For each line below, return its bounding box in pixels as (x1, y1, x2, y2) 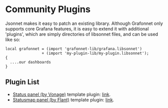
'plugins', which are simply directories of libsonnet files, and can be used (5, 31, 158, 37)
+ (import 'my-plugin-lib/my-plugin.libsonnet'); (41, 51, 149, 56)
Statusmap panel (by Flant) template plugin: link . (12, 96, 115, 102)
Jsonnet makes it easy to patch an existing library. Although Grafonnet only (5, 20, 163, 26)
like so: (5, 37, 20, 43)
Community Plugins (5, 4, 91, 15)
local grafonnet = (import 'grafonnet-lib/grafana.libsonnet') (5, 46, 143, 51)
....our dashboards (10, 59, 51, 64)
